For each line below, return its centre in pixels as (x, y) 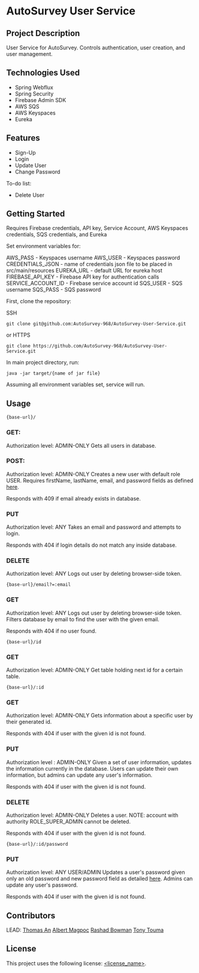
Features (23, 138)
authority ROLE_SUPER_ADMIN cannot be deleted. (68, 821)
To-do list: (19, 183)
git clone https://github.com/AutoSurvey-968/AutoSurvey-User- (87, 346)
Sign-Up (25, 152)
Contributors (31, 916)
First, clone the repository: (39, 301)
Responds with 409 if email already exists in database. (73, 498)
